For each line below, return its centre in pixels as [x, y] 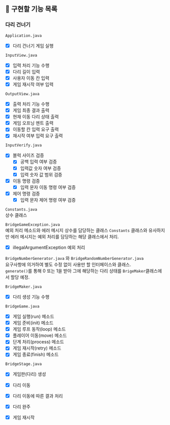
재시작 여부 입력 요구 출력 [38, 136]
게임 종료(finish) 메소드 [36, 355]
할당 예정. [20, 277]
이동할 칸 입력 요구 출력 [36, 129]
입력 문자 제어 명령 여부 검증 [48, 200]
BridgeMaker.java [24, 287]
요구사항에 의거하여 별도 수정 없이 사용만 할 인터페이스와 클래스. [68, 264]
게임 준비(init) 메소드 [33, 323]
